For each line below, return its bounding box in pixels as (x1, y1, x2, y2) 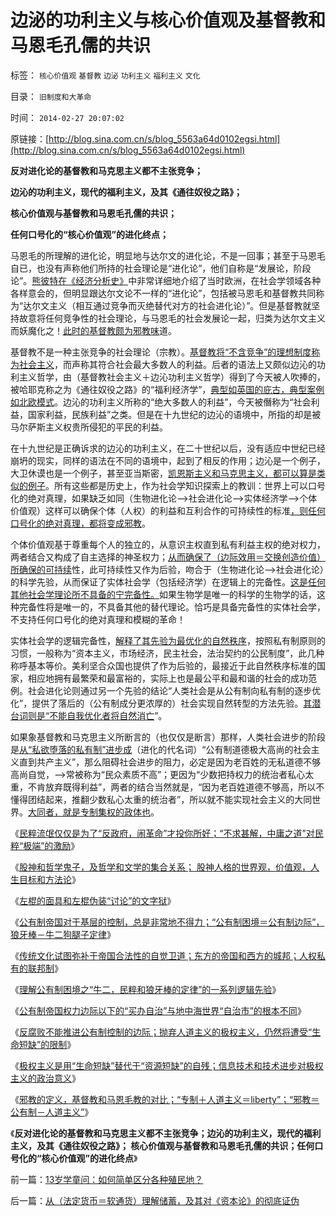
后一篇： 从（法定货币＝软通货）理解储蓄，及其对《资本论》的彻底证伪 (10, 1194, 300, 1206)
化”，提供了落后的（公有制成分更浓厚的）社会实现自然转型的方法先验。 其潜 (10, 697, 322, 709)
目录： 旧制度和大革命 (10, 90, 92, 102)
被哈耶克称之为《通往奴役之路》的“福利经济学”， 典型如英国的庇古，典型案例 (10, 383, 325, 395)
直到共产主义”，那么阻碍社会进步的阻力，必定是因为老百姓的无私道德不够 (18, 756, 322, 768)
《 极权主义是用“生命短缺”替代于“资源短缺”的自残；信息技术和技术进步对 (10, 1059, 307, 1071)
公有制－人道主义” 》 (10, 1106, 94, 1118)
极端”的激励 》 (23, 839, 80, 851)
